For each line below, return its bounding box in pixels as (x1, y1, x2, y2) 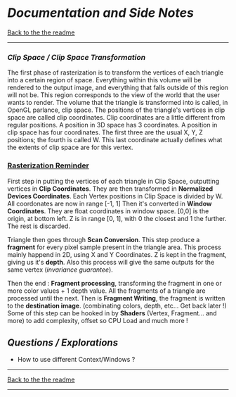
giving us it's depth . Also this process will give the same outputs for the (7, 258, 215, 266)
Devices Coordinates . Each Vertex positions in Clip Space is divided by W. (7, 191, 223, 200)
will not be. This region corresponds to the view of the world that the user (7, 91, 220, 99)
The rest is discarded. (7, 222, 70, 230)
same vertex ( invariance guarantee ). (7, 265, 114, 274)
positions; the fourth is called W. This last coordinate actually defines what (7, 136, 223, 144)
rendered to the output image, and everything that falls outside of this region (7, 83, 229, 92)
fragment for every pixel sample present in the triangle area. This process (7, 243, 221, 251)
